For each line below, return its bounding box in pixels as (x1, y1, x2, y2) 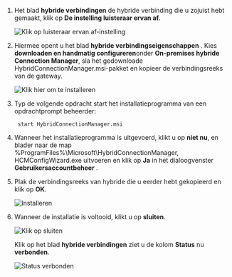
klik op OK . (14, 185, 47, 193)
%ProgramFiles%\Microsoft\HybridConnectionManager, (14, 148, 179, 156)
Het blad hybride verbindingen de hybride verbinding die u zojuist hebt (14, 6, 225, 14)
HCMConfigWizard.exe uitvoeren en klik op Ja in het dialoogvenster (14, 156, 213, 164)
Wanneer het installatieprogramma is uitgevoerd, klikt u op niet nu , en (14, 134, 219, 141)
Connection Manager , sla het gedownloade (14, 56, 144, 65)
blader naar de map (14, 141, 73, 149)
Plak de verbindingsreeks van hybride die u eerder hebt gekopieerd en (14, 178, 222, 186)
